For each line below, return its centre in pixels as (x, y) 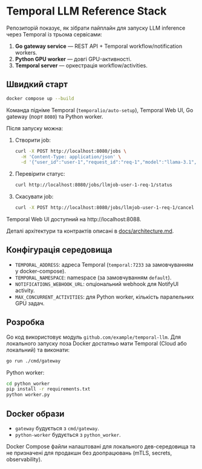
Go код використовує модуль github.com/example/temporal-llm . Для (94, 337)
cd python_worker (28, 384)
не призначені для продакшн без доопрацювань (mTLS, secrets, (89, 453)
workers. (26, 52)
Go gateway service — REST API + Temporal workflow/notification (99, 46)
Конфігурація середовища (59, 250)
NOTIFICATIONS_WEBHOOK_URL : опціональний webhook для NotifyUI (97, 284)
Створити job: (33, 140)
